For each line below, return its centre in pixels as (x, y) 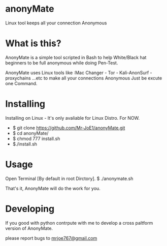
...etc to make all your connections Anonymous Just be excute (97, 78)
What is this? (34, 43)
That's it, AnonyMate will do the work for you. (53, 188)
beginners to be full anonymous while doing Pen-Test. (62, 63)
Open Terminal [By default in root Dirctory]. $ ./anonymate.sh (69, 179)
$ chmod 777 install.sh (36, 138)
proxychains (18, 78)
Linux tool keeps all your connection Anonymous (56, 23)
